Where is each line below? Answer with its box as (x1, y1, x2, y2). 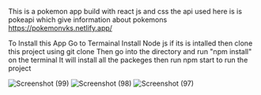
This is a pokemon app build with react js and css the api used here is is (8, 7, 243, 16)
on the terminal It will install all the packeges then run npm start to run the (8, 55, 248, 64)
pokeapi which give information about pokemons (8, 15, 168, 24)
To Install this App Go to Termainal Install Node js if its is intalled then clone (8, 38, 253, 48)
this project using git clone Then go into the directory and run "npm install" (8, 47, 252, 56)
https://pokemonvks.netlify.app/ (8, 24, 113, 32)
